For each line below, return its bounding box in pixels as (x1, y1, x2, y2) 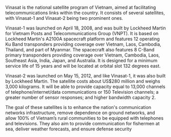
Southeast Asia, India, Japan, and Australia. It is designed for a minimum (5, 58, 158, 63)
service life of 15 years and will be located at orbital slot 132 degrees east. (5, 63, 161, 69)
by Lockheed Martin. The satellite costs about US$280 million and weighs (5, 78, 161, 84)
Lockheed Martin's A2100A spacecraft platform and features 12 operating (5, 36, 160, 42)
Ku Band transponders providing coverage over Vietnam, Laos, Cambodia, (5, 41, 162, 47)
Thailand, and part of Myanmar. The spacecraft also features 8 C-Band (5, 47, 155, 52)
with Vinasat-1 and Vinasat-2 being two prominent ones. (5, 15, 124, 21)
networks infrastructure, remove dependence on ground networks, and (5, 109, 155, 116)
